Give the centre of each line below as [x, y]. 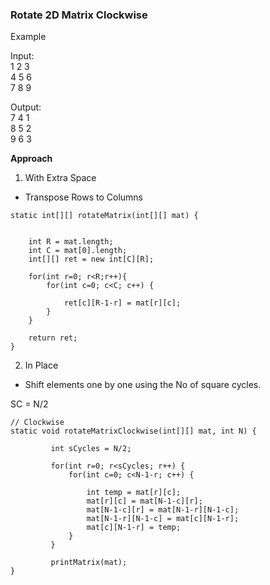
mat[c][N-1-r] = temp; [134, 528]
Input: [22, 56]
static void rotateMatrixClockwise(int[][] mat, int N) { [133, 431]
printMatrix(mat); [89, 563]
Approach [31, 159]
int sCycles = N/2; [91, 449]
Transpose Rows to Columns [84, 197]
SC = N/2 [29, 404]
